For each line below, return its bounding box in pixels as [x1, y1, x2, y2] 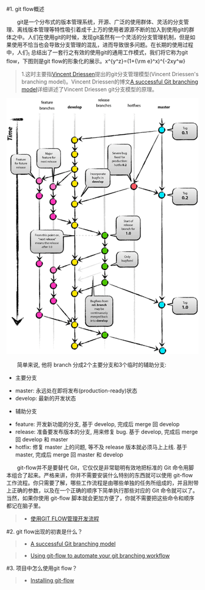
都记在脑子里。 [6, 502, 44, 509]
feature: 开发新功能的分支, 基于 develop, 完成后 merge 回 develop [15, 420, 180, 428]
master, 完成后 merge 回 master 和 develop [15, 450, 124, 458]
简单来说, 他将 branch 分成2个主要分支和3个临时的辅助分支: [17, 361, 167, 368]
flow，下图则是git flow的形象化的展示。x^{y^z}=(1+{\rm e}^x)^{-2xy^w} [6, 57, 186, 65]
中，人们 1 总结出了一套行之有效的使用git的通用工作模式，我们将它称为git [6, 49, 188, 57]
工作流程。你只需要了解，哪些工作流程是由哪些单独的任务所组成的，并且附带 [6, 479, 199, 486]
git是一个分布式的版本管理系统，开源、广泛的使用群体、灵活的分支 [17, 18, 184, 26]
